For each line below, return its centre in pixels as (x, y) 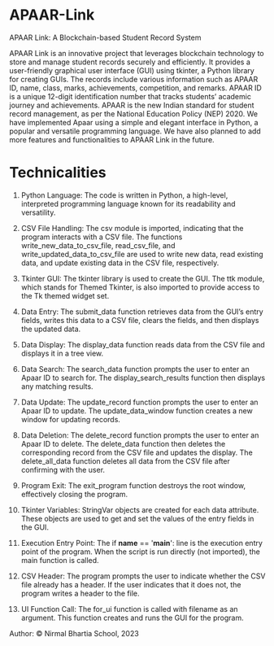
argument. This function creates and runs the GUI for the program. (132, 618)
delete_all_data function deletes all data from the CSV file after (126, 460)
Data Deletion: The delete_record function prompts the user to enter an (140, 435)
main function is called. (60, 560)
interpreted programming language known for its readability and (128, 203)
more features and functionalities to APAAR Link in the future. (112, 139)
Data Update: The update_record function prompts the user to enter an (139, 402)
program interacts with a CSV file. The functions (102, 237)
